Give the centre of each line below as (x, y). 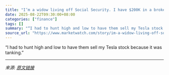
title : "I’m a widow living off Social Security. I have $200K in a (78, 10)
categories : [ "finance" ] (31, 19)
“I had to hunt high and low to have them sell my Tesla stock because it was (84, 47)
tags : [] (14, 24)
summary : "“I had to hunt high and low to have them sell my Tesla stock (84, 28)
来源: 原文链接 (20, 67)
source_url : (18, 33)
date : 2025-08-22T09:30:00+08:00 (40, 14)
